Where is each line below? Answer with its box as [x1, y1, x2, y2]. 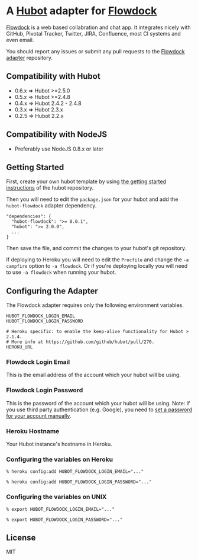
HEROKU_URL [6, 344, 33, 350]
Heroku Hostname [6, 427, 60, 435]
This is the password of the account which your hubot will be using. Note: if [6, 399, 190, 407]
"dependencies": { [6, 213, 51, 220]
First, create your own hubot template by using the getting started [6, 178, 167, 185]
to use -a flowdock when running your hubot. [6, 268, 116, 276]
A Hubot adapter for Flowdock [6, 4, 157, 18]
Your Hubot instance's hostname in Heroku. [6, 440, 112, 448]
